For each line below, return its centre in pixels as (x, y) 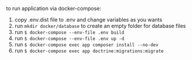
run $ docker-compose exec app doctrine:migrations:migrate (89, 51)
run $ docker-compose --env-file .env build (69, 32)
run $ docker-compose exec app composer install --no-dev (86, 44)
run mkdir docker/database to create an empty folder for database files (100, 26)
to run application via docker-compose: (54, 8)
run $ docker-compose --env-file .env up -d (69, 38)
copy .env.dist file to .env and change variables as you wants (88, 20)
